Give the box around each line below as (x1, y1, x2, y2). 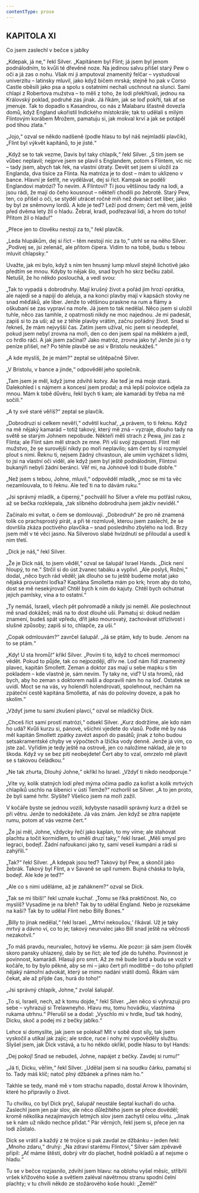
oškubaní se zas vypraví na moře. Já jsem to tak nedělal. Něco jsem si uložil (6, 305, 192, 312)
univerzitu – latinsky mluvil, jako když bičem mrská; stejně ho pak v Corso (6, 77, 187, 84)
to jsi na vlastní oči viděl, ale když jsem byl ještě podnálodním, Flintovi (6, 457, 177, 465)
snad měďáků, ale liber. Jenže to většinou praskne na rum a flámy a (6, 299, 172, 306)
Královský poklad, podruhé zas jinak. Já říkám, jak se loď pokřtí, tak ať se (6, 96, 185, 103)
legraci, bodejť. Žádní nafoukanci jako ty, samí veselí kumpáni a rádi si (6, 841, 178, 848)
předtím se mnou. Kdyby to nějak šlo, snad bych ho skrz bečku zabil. (6, 268, 175, 275)
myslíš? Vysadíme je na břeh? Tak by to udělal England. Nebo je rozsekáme (6, 901, 191, 908)
